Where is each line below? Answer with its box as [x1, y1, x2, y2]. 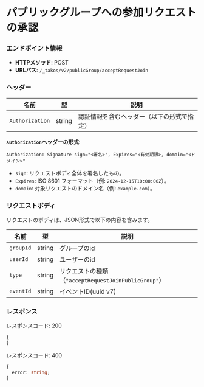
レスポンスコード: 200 [6, 322, 62, 329]
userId [9, 256, 29, 263]
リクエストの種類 [59, 267, 109, 276]
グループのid [59, 244, 95, 253]
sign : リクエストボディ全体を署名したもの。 [15, 169, 125, 176]
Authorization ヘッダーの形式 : [6, 138, 81, 145]
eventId [9, 288, 32, 295]
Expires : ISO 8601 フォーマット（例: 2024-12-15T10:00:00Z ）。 [15, 177, 170, 184]
